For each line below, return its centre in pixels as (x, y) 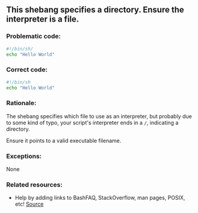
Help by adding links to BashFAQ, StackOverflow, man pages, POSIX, (100, 198)
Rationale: (21, 103)
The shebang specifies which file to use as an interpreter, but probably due (99, 116)
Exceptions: (24, 156)
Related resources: (34, 184)
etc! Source (29, 204)
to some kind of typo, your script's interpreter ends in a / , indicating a (92, 122)
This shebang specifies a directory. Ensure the (95, 10)
